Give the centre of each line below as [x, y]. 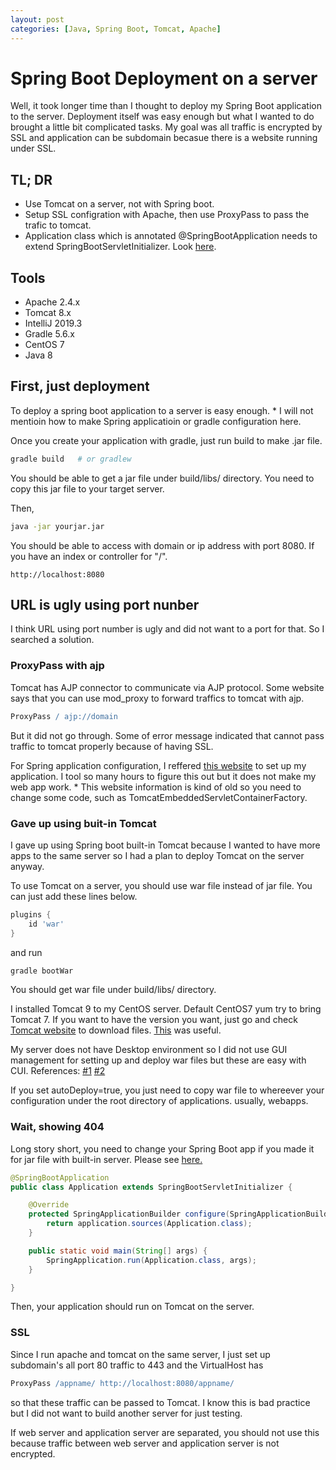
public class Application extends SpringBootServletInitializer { [151, 1187]
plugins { [31, 914]
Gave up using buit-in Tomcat [83, 823]
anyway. [27, 866]
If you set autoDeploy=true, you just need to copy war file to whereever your [167, 1090]
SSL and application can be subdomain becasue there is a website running [164, 138]
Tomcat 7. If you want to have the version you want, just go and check [154, 1020]
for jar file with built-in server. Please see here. [106, 1159]
